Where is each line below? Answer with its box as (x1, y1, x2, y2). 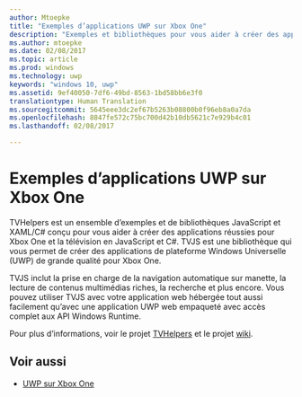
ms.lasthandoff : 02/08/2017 (9, 122, 115, 131)
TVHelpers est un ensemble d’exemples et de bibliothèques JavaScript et (9, 216, 281, 227)
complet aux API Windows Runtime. (9, 311, 142, 322)
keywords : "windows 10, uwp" (9, 80, 119, 89)
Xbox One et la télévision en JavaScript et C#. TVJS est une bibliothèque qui (9, 235, 292, 247)
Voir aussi (9, 354, 67, 369)
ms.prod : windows (9, 64, 75, 73)
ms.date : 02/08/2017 (9, 47, 87, 56)
